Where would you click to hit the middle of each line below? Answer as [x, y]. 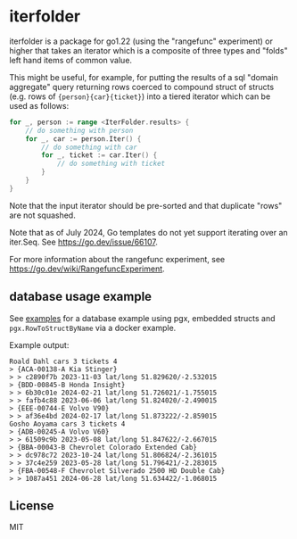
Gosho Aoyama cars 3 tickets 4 [67, 424]
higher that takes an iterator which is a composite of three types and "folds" [148, 50]
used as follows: [39, 105]
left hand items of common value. [70, 60]
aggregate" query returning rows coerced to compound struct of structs [142, 87]
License [32, 506]
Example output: [39, 344]
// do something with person [79, 130]
